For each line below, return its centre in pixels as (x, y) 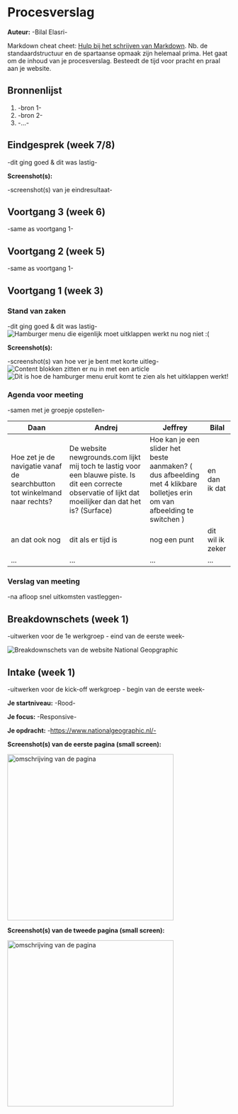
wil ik (216, 540)
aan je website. (29, 68)
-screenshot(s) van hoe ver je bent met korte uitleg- (83, 361)
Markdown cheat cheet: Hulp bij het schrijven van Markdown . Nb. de (107, 45)
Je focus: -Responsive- (42, 717)
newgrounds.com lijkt (105, 457)
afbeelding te (172, 511)
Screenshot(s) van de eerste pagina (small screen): (84, 745)
